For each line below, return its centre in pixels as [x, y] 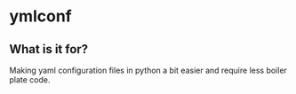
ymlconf [41, 16]
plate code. [30, 80]
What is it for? [49, 49]
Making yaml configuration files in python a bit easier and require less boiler [148, 70]
